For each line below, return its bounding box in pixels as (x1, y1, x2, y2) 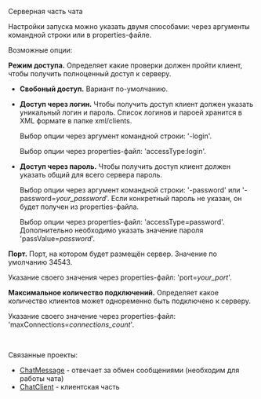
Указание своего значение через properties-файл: (8, 312, 176, 320)
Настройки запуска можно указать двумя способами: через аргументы (8, 22, 250, 31)
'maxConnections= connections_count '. (8, 320, 135, 329)
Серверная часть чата (8, 7, 84, 16)
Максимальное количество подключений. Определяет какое (8, 288, 219, 297)
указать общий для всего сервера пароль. (19, 170, 163, 179)
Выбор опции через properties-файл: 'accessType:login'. (19, 147, 206, 156)
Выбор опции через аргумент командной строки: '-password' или (19, 185, 241, 195)
